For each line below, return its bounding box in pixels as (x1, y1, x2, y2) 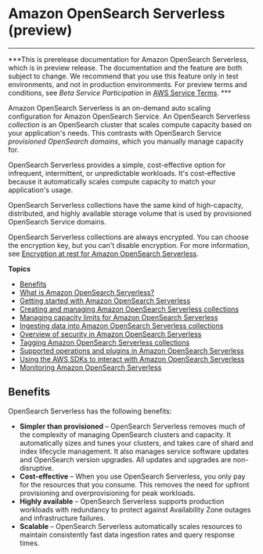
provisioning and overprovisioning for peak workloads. (19, 488, 196, 498)
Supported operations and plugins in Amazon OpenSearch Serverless (19, 346, 244, 355)
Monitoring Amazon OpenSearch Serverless (19, 363, 162, 372)
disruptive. (19, 463, 55, 472)
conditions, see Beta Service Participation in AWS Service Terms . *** (8, 88, 232, 97)
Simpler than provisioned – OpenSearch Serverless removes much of (19, 421, 246, 431)
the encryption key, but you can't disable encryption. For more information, (8, 240, 250, 250)
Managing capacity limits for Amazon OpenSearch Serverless (19, 312, 218, 322)
